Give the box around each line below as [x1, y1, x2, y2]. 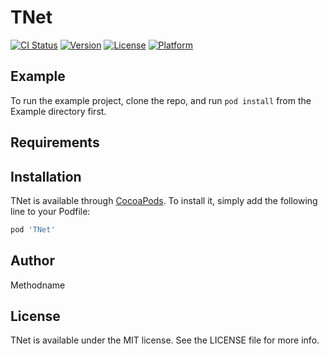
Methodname [10, 279, 66, 291]
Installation [10, 168, 82, 185]
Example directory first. [10, 105, 107, 117]
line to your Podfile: [10, 205, 91, 217]
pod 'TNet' [10, 224, 56, 235]
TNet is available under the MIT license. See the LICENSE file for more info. [10, 334, 320, 346]
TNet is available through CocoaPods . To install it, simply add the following [10, 194, 318, 206]
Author [10, 252, 55, 270]
